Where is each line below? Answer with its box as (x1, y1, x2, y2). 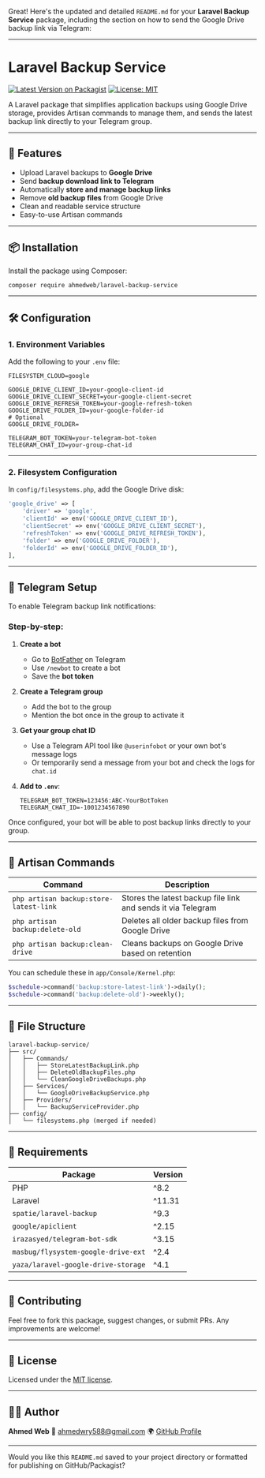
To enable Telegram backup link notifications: (8, 601, 156, 611)
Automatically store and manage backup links (19, 185, 171, 194)
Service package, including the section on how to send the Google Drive (8, 15, 244, 24)
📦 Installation (8, 241, 79, 255)
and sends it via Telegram (121, 903, 217, 914)
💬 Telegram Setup (8, 580, 97, 594)
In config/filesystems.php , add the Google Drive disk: (8, 485, 185, 494)
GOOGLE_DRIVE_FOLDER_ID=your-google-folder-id (8, 406, 164, 415)
